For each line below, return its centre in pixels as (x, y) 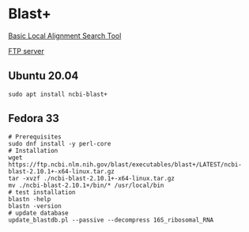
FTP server (26, 51)
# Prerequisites (35, 137)
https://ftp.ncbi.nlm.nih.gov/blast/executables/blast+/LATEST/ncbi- (125, 164)
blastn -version (35, 206)
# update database (38, 213)
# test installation (42, 192)
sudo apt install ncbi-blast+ (58, 94)
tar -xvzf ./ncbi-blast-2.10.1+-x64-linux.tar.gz (92, 178)
